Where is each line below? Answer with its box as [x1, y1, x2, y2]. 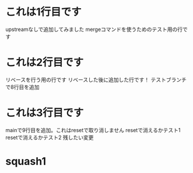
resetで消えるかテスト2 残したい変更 [5, 134, 94, 141]
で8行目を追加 [5, 83, 40, 91]
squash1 [5, 155, 47, 168]
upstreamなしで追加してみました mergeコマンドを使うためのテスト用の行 [5, 26, 183, 33]
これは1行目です [5, 5, 82, 19]
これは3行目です [5, 106, 84, 120]
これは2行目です [5, 56, 84, 69]
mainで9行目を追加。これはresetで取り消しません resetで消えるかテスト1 [5, 126, 181, 133]
